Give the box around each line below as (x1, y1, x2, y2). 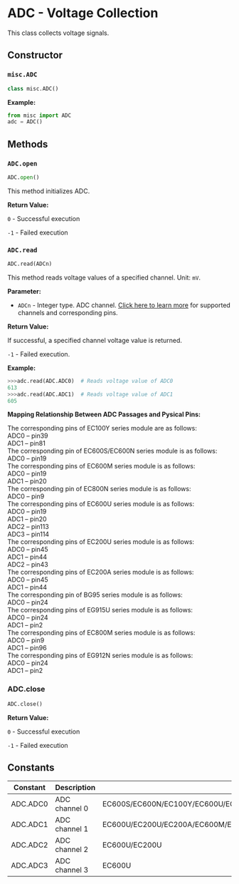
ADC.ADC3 (11, 860, 48, 870)
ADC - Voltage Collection (7, 5, 159, 21)
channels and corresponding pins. (17, 308, 119, 317)
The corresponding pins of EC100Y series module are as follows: (7, 424, 197, 433)
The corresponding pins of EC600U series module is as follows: (7, 500, 195, 508)
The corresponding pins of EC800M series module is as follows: (7, 629, 196, 637)
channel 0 (55, 803, 89, 813)
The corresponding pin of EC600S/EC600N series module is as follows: (7, 447, 218, 456)
